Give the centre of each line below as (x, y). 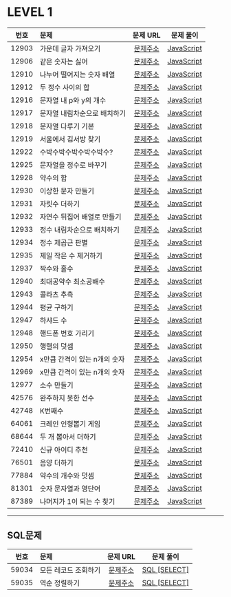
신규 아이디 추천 (64, 449)
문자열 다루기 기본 (67, 126)
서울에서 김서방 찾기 (70, 139)
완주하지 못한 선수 (67, 398)
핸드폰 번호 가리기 (67, 333)
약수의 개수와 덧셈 (67, 476)
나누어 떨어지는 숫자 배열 (77, 75)
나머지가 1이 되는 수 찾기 (77, 501)
